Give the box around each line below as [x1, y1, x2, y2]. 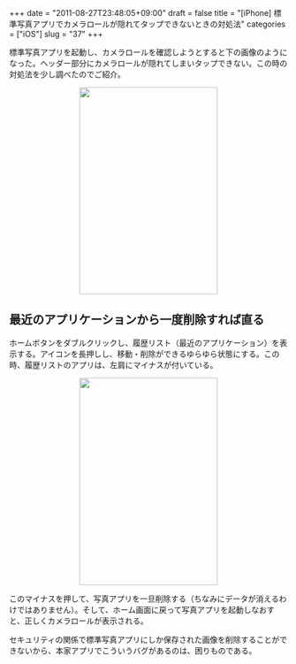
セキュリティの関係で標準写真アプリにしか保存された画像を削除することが [9, 634, 280, 645]
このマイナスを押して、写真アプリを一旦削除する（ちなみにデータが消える [9, 593, 280, 604]
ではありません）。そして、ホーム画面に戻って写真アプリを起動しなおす [16, 604, 276, 614]
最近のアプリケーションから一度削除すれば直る [9, 312, 265, 327]
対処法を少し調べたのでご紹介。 [9, 69, 125, 80]
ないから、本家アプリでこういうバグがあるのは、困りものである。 [16, 645, 257, 656]
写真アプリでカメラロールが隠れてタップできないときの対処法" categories [16, 19, 285, 29]
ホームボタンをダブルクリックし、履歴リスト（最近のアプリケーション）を [9, 337, 280, 347]
